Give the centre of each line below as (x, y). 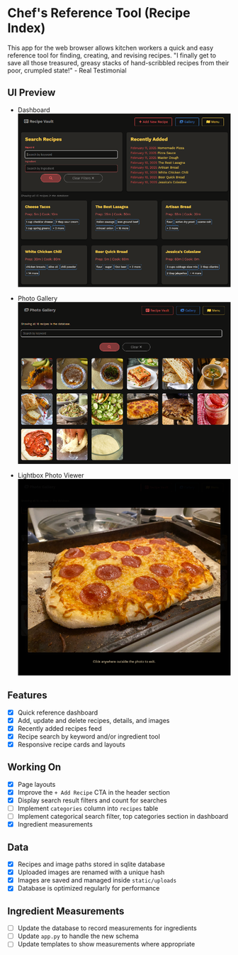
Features (27, 696)
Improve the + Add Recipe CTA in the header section (93, 792)
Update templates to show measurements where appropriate (106, 944)
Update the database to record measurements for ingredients (107, 928)
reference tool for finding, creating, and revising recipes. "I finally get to (112, 55)
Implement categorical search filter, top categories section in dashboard (123, 817)
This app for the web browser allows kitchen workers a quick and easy (110, 48)
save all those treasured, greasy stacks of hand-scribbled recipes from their (118, 62)
